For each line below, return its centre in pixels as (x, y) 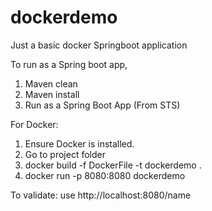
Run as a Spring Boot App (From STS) (102, 105)
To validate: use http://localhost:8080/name (101, 195)
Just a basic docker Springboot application (99, 45)
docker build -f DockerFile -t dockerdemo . (113, 165)
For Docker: (34, 124)
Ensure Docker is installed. (79, 143)
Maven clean (51, 83)
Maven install (52, 94)
